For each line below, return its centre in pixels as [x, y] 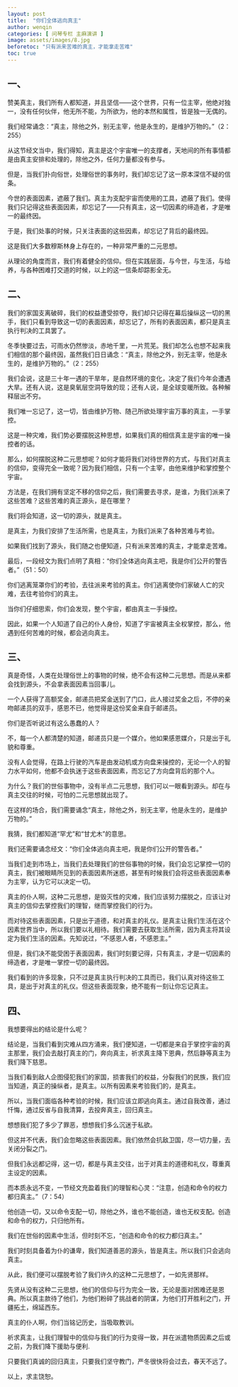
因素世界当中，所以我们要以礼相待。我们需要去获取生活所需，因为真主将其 [116, 930]
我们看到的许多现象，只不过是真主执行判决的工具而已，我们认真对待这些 [113, 977]
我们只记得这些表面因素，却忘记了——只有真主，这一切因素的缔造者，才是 [116, 207]
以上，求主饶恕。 [32, 1376]
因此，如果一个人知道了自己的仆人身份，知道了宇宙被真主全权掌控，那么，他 [119, 624]
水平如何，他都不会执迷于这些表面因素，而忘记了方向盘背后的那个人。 [115, 771]
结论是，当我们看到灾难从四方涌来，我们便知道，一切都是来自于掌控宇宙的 [116, 1044]
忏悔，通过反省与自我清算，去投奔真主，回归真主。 [82, 1110]
